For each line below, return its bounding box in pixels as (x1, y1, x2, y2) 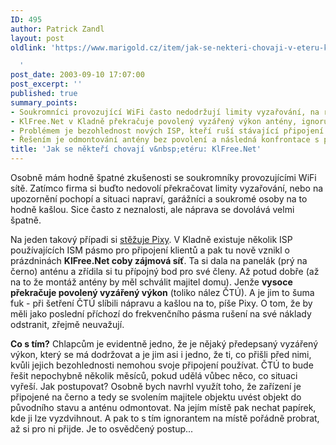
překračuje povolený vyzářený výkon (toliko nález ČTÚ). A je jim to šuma (10, 287, 315, 298)
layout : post (10, 33, 65, 43)
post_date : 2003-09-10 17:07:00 (10, 70, 145, 80)
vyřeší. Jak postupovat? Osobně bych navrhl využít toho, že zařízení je (10, 381, 302, 392)
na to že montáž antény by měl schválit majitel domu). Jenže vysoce (10, 276, 293, 288)
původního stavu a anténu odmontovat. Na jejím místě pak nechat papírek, (10, 402, 317, 413)
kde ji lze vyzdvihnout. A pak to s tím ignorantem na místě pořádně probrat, (10, 412, 320, 424)
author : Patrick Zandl (10, 24, 105, 34)
